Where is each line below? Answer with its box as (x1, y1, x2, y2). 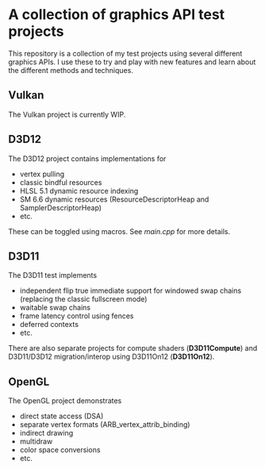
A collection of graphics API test (8, 6, 225, 24)
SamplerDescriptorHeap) (19, 202, 102, 212)
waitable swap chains (19, 303, 91, 313)
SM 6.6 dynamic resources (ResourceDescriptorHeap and (19, 194, 209, 204)
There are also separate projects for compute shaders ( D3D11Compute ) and (8, 344, 258, 353)
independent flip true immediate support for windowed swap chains (19, 286, 242, 295)
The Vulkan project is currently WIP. (8, 110, 126, 119)
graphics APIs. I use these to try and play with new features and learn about (8, 57, 256, 67)
